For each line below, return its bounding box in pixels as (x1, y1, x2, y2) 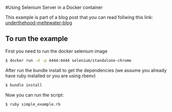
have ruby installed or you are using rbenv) (5, 73, 96, 79)
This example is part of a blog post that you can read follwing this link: (5, 14, 154, 20)
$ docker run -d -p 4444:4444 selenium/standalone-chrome (5, 58, 132, 63)
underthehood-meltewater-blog (5, 20, 73, 26)
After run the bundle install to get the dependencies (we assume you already (5, 67, 167, 73)
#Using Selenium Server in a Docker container (5, 5, 103, 10)
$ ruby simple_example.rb (5, 102, 60, 107)
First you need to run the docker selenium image (5, 48, 107, 54)
